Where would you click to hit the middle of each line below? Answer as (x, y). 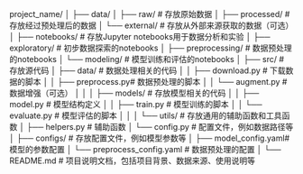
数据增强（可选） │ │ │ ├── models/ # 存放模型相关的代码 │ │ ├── (134, 93)
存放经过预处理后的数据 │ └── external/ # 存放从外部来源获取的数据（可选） (151, 25)
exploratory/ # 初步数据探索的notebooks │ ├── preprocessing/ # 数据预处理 (151, 48)
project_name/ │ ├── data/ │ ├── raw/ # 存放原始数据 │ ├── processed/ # (150, 14)
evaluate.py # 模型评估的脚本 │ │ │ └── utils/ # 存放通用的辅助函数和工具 (146, 115)
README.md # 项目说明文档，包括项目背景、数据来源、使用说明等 (132, 160)
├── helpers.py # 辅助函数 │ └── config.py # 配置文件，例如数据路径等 (160, 127)
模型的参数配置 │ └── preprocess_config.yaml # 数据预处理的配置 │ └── (145, 149)
